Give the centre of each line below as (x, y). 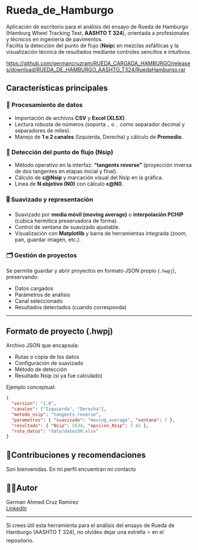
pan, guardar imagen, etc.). (48, 240)
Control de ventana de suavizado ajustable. (67, 227)
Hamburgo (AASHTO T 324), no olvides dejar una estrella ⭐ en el (85, 532)
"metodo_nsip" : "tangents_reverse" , (56, 415)
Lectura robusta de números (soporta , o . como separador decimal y (100, 124)
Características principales (57, 88)
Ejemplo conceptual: (31, 387)
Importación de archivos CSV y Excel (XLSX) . (70, 118)
